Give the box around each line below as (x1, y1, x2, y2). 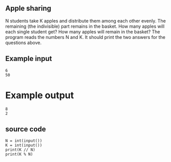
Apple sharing (5, 4, 52, 13)
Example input (5, 54, 52, 63)
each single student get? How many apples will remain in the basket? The (5, 28, 160, 35)
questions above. (5, 39, 42, 46)
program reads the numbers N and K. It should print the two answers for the (5, 34, 165, 40)
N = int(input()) (5, 138, 42, 144)
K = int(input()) (5, 143, 42, 148)
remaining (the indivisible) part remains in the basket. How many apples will (5, 23, 165, 29)
